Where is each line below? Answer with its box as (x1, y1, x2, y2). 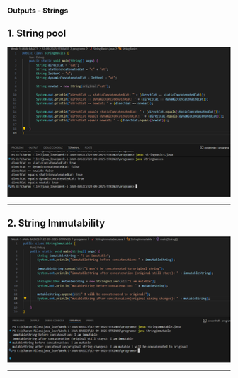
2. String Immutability (7, 217, 106, 229)
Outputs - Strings (7, 6, 69, 16)
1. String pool (7, 28, 67, 40)
